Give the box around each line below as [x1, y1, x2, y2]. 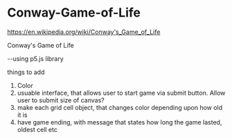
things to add [7, 68, 45, 76]
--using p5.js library [7, 54, 64, 63]
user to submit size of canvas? [17, 95, 105, 104]
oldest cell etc [17, 125, 57, 133]
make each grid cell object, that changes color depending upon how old [17, 103, 223, 111]
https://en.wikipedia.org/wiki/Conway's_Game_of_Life [7, 28, 161, 36]
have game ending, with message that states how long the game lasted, [17, 118, 222, 126]
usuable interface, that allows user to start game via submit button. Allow [17, 89, 226, 97]
